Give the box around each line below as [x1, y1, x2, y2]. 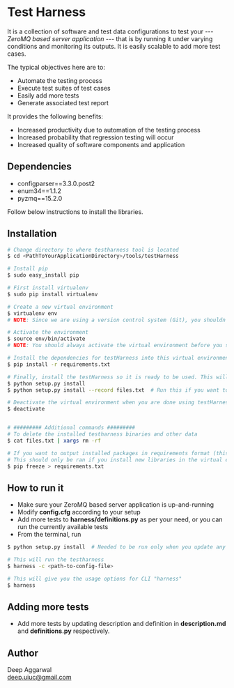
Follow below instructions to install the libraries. [7, 207, 144, 216]
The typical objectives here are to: [7, 63, 106, 71]
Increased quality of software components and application [17, 140, 185, 148]
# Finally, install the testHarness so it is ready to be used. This [7, 374, 214, 381]
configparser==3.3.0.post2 [17, 179, 95, 188]
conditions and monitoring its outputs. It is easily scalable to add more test [7, 42, 221, 50]
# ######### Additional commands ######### [7, 425, 136, 431]
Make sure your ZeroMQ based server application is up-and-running [17, 500, 214, 509]
